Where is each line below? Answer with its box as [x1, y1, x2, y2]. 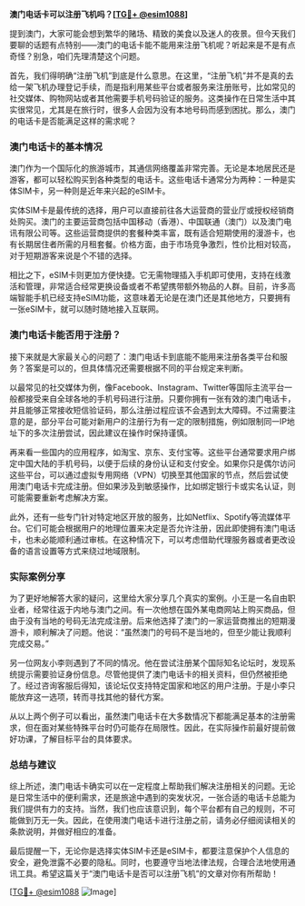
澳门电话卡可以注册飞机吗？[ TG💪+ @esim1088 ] [9, 9, 189, 19]
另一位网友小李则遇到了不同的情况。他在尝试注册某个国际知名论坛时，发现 [9, 657, 288, 668]
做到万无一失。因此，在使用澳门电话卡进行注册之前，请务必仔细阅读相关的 [16, 815, 296, 826]
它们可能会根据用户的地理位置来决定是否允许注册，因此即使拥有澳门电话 [25, 523, 296, 533]
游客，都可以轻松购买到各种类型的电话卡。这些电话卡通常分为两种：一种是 [9, 174, 288, 185]
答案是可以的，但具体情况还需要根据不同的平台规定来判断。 [25, 363, 248, 373]
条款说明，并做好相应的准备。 [9, 826, 121, 837]
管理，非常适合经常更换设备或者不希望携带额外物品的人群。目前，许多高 [25, 281, 296, 292]
